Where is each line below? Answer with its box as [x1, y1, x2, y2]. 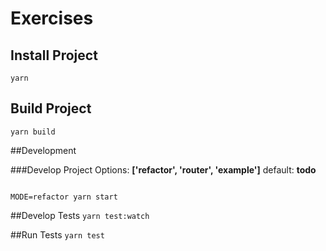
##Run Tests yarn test [10, 228, 105, 241]
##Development [10, 144, 77, 156]
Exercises [10, 7, 94, 30]
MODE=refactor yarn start [10, 192, 118, 202]
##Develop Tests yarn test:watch [10, 209, 150, 221]
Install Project [10, 47, 98, 64]
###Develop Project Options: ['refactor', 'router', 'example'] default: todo [10, 163, 317, 176]
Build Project [10, 100, 92, 117]
